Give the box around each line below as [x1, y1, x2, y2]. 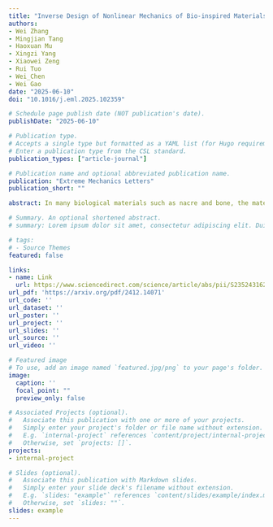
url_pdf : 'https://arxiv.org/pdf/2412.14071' [8, 289, 165, 297]
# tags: [8, 236, 35, 244]
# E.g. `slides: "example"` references [8, 491, 151, 500]
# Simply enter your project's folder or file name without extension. [8, 424, 264, 432]
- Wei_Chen [8, 72, 45, 81]
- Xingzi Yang [8, 50, 57, 58]
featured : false [8, 251, 63, 259]
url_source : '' [8, 334, 60, 342]
